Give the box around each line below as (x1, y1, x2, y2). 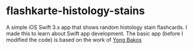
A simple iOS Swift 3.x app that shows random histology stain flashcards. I (6, 24, 188, 31)
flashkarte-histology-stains (6, 4, 145, 18)
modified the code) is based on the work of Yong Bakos (6, 36, 142, 43)
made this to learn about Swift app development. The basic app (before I (6, 30, 184, 37)
